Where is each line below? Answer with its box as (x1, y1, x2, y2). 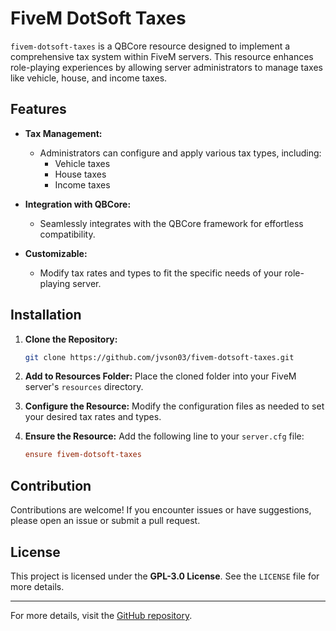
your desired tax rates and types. (24, 411, 162, 423)
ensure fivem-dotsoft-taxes (24, 450, 142, 460)
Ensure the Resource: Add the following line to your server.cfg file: (24, 430, 305, 442)
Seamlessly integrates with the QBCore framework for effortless (39, 217, 304, 229)
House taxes (54, 168, 107, 180)
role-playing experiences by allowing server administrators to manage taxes (10, 61, 323, 73)
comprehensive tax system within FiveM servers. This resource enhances (10, 50, 314, 62)
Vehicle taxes (54, 157, 111, 169)
